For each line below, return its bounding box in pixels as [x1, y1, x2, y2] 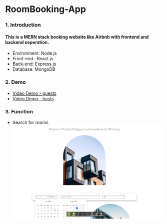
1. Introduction [5, 22, 41, 29]
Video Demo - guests [12, 90, 56, 96]
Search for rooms [12, 119, 49, 125]
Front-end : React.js [12, 56, 53, 62]
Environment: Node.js [12, 50, 57, 56]
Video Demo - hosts [12, 95, 54, 101]
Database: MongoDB [12, 66, 55, 72]
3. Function [5, 108, 33, 115]
